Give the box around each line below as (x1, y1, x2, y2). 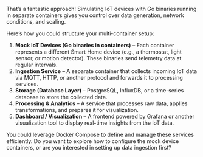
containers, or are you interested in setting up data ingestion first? (6, 144, 171, 151)
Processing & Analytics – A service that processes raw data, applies (15, 100, 188, 107)
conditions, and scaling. (6, 18, 66, 25)
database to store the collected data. (15, 94, 108, 100)
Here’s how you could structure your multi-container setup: (6, 30, 154, 37)
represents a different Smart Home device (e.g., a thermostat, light (15, 48, 182, 55)
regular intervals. (15, 61, 58, 68)
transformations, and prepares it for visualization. (15, 106, 139, 113)
